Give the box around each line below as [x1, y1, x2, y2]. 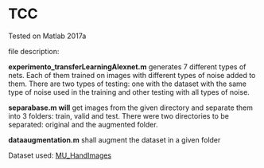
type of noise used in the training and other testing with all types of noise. [8, 87, 250, 96]
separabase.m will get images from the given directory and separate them [8, 103, 253, 112]
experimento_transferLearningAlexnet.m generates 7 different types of [8, 61, 247, 72]
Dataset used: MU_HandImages [8, 150, 112, 160]
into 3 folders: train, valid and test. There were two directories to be [8, 111, 229, 120]
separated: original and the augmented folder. [8, 119, 158, 129]
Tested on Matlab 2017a [8, 31, 87, 41]
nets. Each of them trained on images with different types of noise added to [8, 70, 256, 80]
